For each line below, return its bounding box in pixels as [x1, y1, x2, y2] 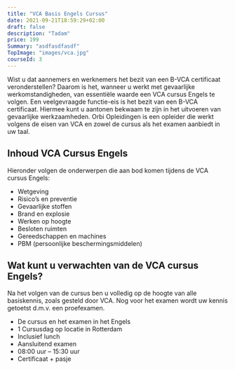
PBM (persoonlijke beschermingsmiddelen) [17, 239, 142, 247]
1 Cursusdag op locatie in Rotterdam [17, 325, 123, 334]
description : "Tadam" [7, 29, 71, 37]
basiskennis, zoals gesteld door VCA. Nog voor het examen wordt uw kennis [7, 296, 228, 305]
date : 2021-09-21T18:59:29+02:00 [7, 17, 105, 24]
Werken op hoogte [17, 217, 72, 225]
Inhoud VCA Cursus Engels [7, 148, 128, 160]
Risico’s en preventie [17, 194, 77, 203]
